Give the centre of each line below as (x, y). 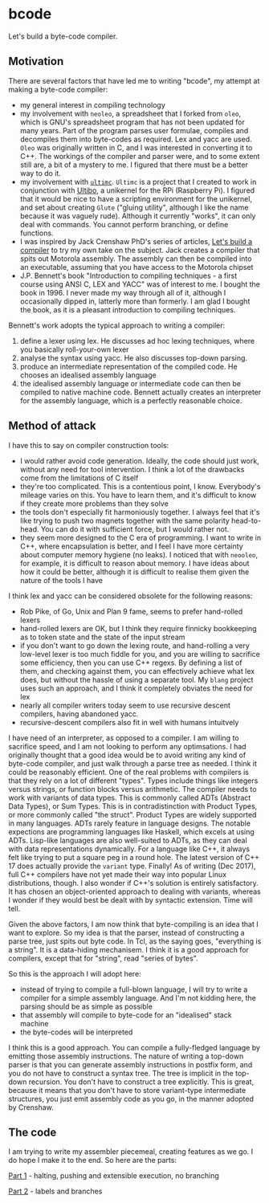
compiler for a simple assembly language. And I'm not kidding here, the (138, 997)
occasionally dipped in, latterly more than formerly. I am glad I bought (135, 301)
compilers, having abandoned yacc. (79, 714)
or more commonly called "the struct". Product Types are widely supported (132, 814)
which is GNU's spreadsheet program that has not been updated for (132, 122)
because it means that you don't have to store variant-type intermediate (127, 1090)
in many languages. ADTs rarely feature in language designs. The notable (130, 823)
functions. (37, 233)
